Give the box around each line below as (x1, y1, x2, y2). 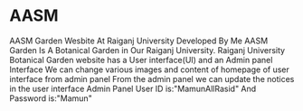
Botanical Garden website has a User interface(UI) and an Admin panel (9, 54, 273, 65)
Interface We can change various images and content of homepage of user (9, 64, 289, 75)
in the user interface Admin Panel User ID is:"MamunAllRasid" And (9, 83, 257, 94)
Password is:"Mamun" (9, 92, 92, 104)
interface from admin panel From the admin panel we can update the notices (9, 73, 295, 84)
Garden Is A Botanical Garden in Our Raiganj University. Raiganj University (9, 44, 286, 55)
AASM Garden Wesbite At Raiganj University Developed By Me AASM (9, 35, 269, 46)
